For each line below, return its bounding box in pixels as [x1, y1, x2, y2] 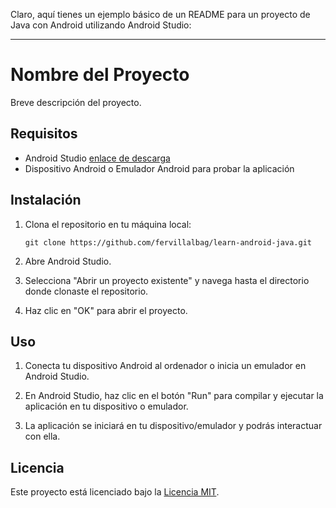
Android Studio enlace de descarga [24, 152, 171, 164]
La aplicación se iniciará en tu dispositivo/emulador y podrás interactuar [24, 420, 323, 432]
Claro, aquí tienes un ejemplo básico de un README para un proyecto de [10, 9, 311, 20]
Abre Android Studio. [24, 255, 112, 267]
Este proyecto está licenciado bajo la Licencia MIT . [10, 486, 220, 498]
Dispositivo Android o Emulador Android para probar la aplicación [24, 162, 295, 174]
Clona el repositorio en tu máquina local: [24, 218, 192, 230]
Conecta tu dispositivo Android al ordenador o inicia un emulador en [24, 360, 307, 372]
